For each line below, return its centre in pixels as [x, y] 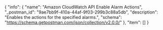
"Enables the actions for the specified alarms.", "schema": [63, 17]
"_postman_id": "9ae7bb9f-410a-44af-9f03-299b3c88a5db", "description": [81, 12]
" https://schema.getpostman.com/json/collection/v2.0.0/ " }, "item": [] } [77, 22]
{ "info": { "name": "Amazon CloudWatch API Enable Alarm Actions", [74, 7]
